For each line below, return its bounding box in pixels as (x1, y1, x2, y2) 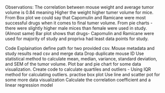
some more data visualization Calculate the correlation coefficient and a (5, 77, 151, 83)
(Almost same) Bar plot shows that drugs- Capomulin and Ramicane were (5, 31, 154, 36)
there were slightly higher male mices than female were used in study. (5, 25, 147, 31)
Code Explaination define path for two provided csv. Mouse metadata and (5, 46, 155, 51)
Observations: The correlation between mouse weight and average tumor (5, 4, 154, 10)
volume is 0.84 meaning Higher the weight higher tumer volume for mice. (5, 9, 154, 15)
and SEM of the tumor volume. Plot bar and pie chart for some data (5, 61, 141, 67)
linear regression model (5, 82, 53, 88)
